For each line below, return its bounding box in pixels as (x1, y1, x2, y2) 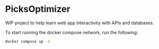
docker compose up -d (5, 39, 50, 44)
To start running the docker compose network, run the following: (5, 29, 138, 35)
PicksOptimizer (5, 3, 70, 15)
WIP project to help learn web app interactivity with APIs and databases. (5, 20, 154, 26)
